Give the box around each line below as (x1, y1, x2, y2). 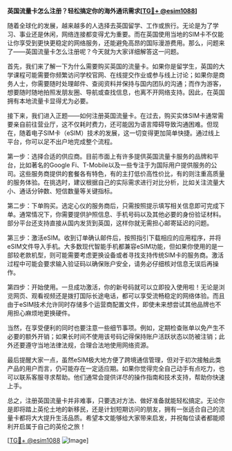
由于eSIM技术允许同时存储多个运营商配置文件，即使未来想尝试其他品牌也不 (7, 301, 222, 308)
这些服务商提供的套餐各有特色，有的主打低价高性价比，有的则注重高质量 (19, 170, 225, 177)
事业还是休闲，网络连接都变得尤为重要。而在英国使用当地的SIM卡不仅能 (19, 30, 224, 38)
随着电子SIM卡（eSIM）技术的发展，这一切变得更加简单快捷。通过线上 (19, 129, 220, 137)
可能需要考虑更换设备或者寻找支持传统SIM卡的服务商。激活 (55, 251, 224, 259)
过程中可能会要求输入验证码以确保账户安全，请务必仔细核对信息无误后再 (7, 260, 213, 267)
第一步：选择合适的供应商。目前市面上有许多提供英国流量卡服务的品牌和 (7, 152, 213, 160)
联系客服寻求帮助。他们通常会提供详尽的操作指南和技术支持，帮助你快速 (19, 373, 225, 381)
